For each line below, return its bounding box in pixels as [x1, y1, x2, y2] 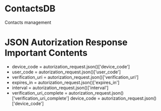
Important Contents [4, 48, 88, 58]
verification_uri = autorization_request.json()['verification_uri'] [11, 74, 139, 80]
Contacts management [4, 19, 52, 25]
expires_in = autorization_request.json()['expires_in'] [11, 79, 120, 85]
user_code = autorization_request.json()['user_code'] [11, 69, 121, 75]
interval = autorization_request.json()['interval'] [11, 85, 109, 91]
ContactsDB [4, 3, 56, 14]
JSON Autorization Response [4, 37, 128, 48]
